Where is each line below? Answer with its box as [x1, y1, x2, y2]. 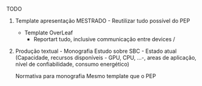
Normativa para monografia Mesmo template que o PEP [15, 72, 156, 79]
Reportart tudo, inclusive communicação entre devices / [33, 36, 176, 42]
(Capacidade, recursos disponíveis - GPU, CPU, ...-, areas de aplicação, [15, 54, 197, 61]
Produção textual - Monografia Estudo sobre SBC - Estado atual [15, 47, 177, 55]
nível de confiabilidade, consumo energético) [15, 61, 130, 68]
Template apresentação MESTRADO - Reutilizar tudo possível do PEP [15, 17, 190, 24]
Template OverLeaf [24, 29, 73, 36]
